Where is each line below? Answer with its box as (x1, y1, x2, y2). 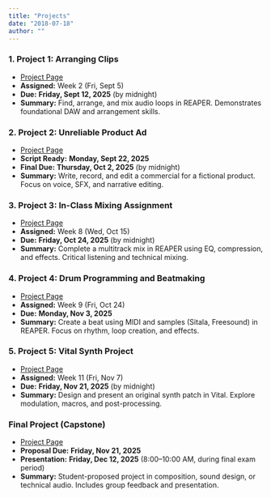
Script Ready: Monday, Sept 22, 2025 (19, 153, 150, 163)
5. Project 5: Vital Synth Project (8, 346, 133, 357)
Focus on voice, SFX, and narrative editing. (19, 179, 164, 189)
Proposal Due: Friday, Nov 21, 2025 (19, 446, 142, 456)
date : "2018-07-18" (8, 19, 74, 28)
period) (19, 463, 45, 473)
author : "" (8, 27, 45, 35)
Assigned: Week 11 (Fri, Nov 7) (19, 372, 124, 382)
